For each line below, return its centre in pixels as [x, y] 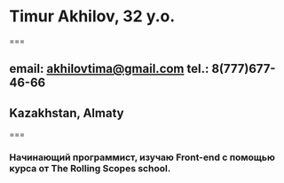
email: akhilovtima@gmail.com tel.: [109, 69]
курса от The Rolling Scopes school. [90, 169]
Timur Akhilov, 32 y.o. [92, 16]
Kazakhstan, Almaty [67, 113]
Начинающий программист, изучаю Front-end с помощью [142, 157]
